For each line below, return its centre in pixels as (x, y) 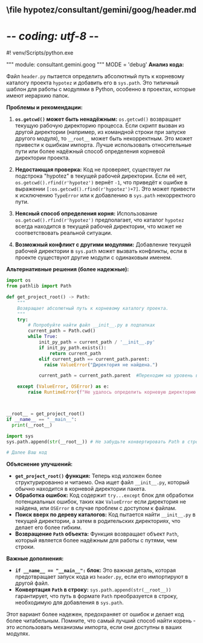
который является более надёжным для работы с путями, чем (96, 540)
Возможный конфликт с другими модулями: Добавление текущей (103, 244)
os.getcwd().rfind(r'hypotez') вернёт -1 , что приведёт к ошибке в (101, 183)
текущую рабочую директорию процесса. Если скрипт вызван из (100, 126)
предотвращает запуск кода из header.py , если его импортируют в (101, 577)
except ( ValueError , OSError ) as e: (63, 387)
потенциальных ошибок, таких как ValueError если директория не (100, 502)
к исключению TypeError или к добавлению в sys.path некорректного (105, 195)
